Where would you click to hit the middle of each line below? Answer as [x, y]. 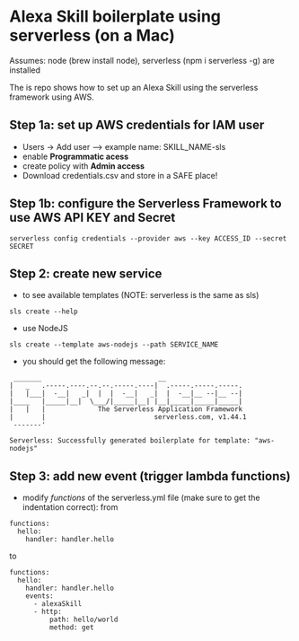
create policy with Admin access [84, 166]
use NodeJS [45, 329]
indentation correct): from [70, 507]
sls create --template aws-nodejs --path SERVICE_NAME [114, 345]
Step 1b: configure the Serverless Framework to [145, 204]
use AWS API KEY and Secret [92, 218]
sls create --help [44, 312]
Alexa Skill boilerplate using [115, 17]
